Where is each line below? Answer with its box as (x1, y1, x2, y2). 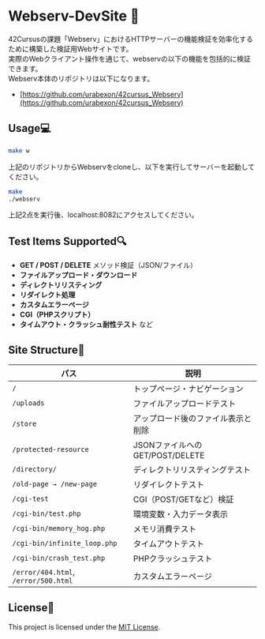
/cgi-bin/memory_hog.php (12, 524, 106, 532)
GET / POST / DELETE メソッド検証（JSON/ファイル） (19, 261, 197, 270)
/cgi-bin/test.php (12, 509, 81, 518)
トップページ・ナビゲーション (132, 383, 244, 394)
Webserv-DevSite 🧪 (8, 7, 140, 25)
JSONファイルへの (132, 440, 203, 450)
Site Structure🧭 (8, 343, 85, 356)
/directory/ (12, 465, 58, 473)
